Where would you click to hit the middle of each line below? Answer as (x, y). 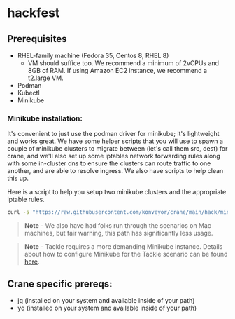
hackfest (34, 13)
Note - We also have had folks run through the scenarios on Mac (118, 226)
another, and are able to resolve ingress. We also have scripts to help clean (115, 171)
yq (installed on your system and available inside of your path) (107, 308)
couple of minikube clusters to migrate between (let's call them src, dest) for (117, 149)
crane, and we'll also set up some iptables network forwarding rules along (114, 156)
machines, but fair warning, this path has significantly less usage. (119, 233)
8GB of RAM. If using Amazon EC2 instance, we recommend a (117, 70)
